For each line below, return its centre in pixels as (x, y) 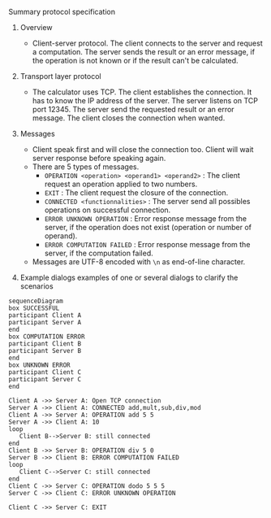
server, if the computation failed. (99, 253)
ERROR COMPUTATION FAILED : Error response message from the (147, 244)
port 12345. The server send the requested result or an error (133, 109)
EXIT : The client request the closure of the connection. (136, 193)
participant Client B (45, 344)
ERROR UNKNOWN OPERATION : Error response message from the (146, 218)
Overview (36, 27)
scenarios (37, 286)
